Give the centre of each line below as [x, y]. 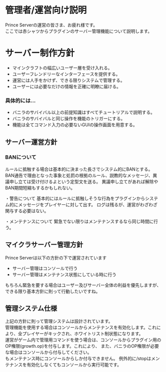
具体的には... [21, 100]
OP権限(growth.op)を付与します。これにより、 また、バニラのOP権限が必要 [82, 346]
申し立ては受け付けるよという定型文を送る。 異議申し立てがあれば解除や [84, 182]
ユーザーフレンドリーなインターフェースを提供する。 [66, 74]
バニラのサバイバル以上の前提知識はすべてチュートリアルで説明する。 [83, 112]
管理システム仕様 [31, 309]
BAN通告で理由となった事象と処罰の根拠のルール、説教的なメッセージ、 [79, 175]
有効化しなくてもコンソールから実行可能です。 [74, 365]
